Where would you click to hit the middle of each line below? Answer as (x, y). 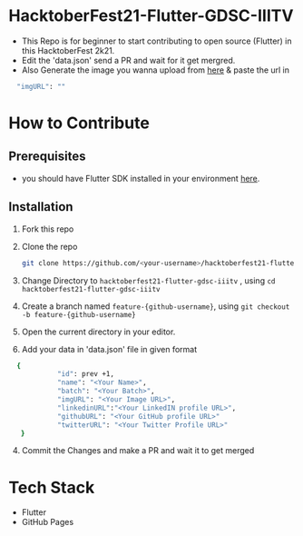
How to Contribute (79, 123)
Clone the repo (49, 246)
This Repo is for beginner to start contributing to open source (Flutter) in (156, 41)
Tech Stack (52, 487)
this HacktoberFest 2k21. (68, 50)
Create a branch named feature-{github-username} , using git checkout (156, 306)
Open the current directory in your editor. (98, 332)
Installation (41, 207)
